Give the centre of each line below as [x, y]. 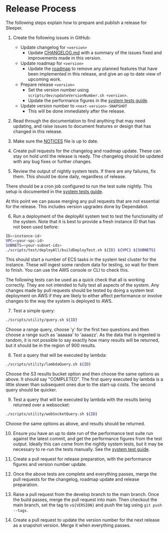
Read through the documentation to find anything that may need [79, 121]
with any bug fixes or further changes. [52, 161]
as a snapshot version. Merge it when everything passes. [72, 525]
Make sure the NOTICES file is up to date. [56, 141]
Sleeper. [14, 28]
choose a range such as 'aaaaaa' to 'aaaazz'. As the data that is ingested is [83, 335]
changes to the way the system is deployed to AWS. [59, 301]
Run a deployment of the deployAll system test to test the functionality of [88, 216]
